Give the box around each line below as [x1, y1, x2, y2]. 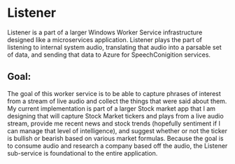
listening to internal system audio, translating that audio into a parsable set [7, 43, 222, 51]
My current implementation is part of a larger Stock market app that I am [7, 104, 215, 113]
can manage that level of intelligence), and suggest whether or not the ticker [7, 126, 227, 135]
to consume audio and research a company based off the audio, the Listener [7, 142, 228, 150]
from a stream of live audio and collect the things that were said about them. [7, 97, 227, 105]
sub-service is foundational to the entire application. [7, 149, 158, 157]
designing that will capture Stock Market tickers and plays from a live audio [7, 111, 224, 120]
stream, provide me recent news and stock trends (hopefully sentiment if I [7, 119, 220, 128]
